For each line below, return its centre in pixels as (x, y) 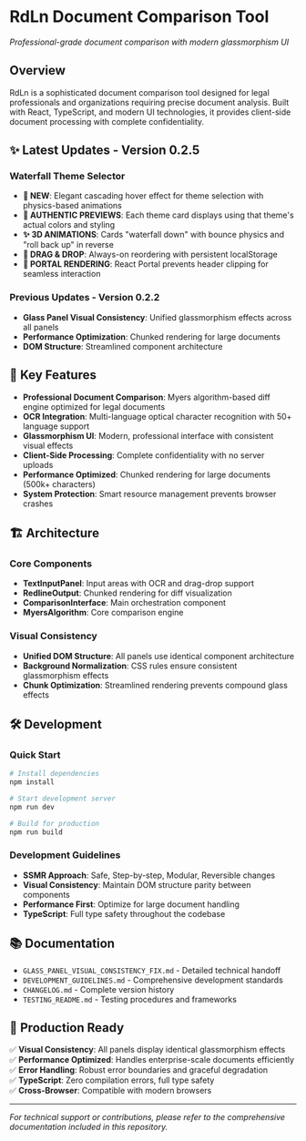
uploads (38, 464)
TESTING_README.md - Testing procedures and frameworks (129, 999)
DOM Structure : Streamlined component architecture (122, 346)
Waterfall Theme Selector (67, 177)
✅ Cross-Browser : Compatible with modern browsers (111, 1091)
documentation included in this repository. (89, 1127)
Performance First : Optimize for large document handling (131, 904)
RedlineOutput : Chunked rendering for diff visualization (127, 593)
